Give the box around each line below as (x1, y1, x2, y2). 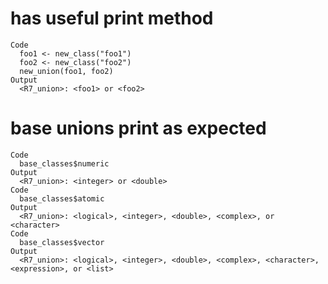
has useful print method (10, 7, 214, 30)
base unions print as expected (10, 117, 267, 140)
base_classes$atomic (19, 193, 105, 204)
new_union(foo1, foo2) (19, 66, 114, 76)
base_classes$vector (19, 237, 105, 247)
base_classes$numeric (19, 158, 110, 169)
